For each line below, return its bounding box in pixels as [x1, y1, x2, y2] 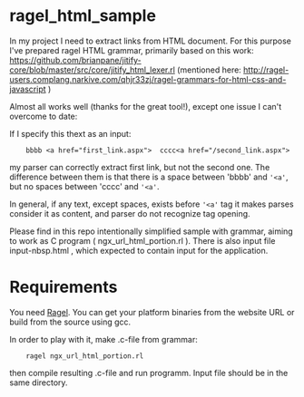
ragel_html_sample [9, 5, 157, 26]
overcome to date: [9, 111, 78, 121]
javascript [9, 83, 47, 94]
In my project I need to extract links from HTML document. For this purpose [9, 35, 292, 46]
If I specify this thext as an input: [9, 128, 132, 139]
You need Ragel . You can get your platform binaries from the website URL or [9, 306, 295, 317]
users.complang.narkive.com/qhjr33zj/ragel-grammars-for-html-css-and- [9, 73, 287, 84]
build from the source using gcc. [9, 316, 132, 327]
